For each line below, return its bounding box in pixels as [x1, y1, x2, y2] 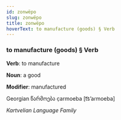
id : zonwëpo [6, 8, 36, 15]
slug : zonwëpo [6, 15, 42, 21]
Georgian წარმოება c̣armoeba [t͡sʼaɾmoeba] [6, 95, 116, 102]
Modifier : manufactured [6, 83, 67, 90]
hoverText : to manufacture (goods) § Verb [6, 25, 115, 32]
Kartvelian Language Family [6, 107, 77, 114]
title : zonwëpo [6, 20, 45, 26]
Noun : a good [6, 71, 41, 79]
